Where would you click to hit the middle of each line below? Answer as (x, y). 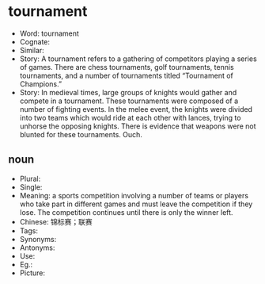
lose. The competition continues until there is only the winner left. (126, 212)
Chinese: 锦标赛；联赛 (56, 221)
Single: (31, 187)
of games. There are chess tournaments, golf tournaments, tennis (127, 67)
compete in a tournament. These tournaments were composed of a (129, 101)
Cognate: (34, 41)
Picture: (32, 273)
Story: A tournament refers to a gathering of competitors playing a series (138, 59)
